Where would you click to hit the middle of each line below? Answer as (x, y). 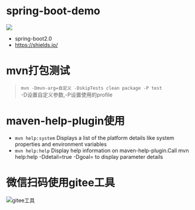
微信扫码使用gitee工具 (61, 183)
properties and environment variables (61, 144)
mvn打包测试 (38, 71)
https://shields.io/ (36, 45)
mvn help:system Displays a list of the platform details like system (94, 137)
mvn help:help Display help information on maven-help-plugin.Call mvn (102, 151)
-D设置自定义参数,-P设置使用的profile (67, 95)
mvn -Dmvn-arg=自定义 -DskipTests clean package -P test (91, 88)
